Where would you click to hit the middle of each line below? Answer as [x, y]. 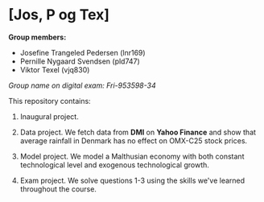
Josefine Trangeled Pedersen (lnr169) [83, 52]
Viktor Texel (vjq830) [55, 69]
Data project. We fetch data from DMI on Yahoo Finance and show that [138, 132]
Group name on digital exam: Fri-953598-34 [82, 85]
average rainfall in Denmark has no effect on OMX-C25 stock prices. [134, 140]
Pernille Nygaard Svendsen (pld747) [80, 61]
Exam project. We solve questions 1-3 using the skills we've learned [132, 180]
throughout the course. [58, 189]
